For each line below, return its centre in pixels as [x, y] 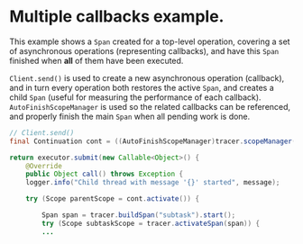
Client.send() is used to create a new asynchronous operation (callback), [147, 77]
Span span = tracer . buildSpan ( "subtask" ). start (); [139, 215]
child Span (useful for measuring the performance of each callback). [135, 97]
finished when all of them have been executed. [96, 60]
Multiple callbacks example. [117, 17]
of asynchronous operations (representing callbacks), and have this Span [144, 50]
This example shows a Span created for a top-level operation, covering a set [150, 41]
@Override [44, 166]
